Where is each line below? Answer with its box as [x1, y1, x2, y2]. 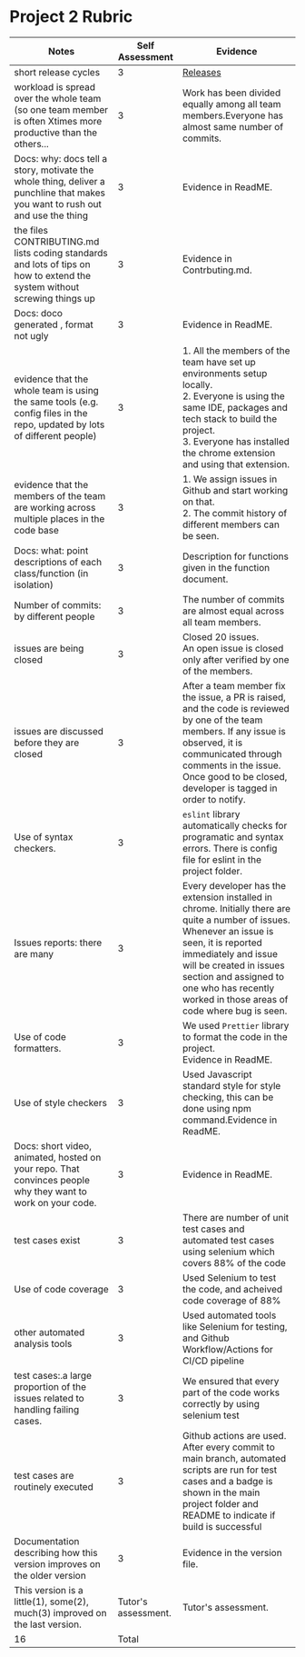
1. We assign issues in [182, 473, 278, 485]
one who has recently [182, 982, 275, 994]
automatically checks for [182, 819, 288, 832]
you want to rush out [14, 197, 103, 210]
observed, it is [182, 736, 243, 749]
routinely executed [14, 1480, 93, 1492]
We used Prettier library [182, 1019, 290, 1032]
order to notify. [182, 793, 247, 805]
